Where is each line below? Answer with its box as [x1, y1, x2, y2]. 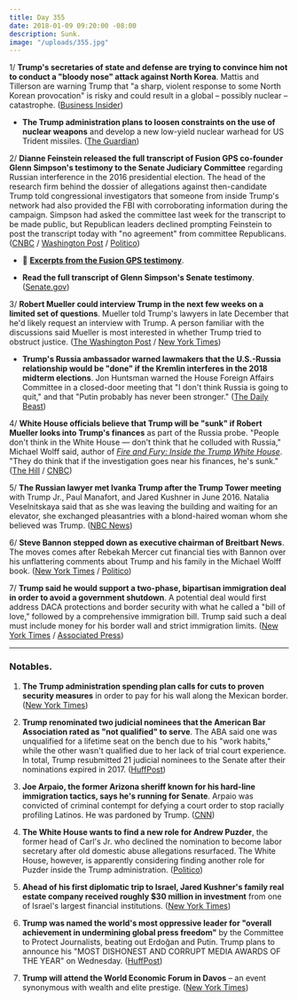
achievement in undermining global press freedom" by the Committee [21, 926, 284, 937]
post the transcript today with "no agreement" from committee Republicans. [9, 228, 286, 240]
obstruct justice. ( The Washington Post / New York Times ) [9, 336, 222, 347]
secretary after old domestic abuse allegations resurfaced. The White [21, 845, 277, 856]
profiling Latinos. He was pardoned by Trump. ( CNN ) [21, 809, 216, 820]
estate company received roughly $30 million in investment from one [21, 891, 282, 902]
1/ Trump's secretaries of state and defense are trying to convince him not [9, 62, 288, 73]
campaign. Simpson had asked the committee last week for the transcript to [9, 209, 286, 220]
